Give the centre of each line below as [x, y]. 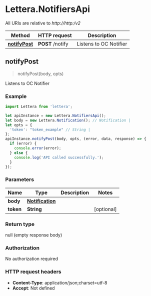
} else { [19, 153]
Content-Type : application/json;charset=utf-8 [60, 282]
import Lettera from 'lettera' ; [39, 107]
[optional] [105, 209]
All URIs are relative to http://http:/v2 [43, 23]
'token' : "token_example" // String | [50, 129]
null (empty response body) [34, 235]
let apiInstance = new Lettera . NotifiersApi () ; [56, 115]
